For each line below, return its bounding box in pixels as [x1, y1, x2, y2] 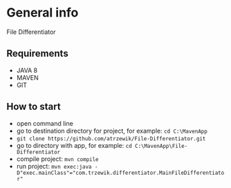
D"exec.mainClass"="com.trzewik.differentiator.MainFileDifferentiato [16, 169, 225, 176]
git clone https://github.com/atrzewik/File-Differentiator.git [16, 135, 206, 142]
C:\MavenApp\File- [134, 142, 188, 149]
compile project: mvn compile [16, 154, 99, 163]
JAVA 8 [16, 66, 38, 74]
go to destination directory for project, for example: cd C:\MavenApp [16, 126, 208, 135]
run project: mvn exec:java [16, 162, 92, 170]
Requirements [6, 48, 68, 59]
